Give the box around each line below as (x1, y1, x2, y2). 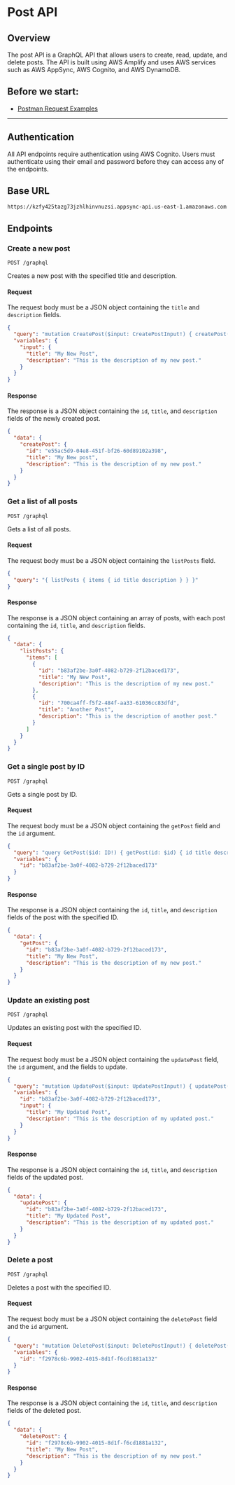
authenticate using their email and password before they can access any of (7, 157, 225, 165)
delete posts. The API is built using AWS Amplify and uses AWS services (7, 58, 216, 67)
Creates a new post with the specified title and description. (7, 272, 177, 280)
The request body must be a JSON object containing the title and (7, 303, 200, 312)
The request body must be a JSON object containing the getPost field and (7, 821, 220, 830)
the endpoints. (7, 165, 49, 173)
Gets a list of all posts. (7, 524, 71, 533)
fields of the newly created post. (7, 414, 101, 423)
